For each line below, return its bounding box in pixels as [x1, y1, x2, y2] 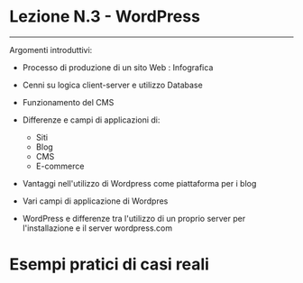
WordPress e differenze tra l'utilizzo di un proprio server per [22, 213, 246, 224]
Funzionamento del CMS [22, 96, 115, 107]
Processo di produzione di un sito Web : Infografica [22, 61, 214, 73]
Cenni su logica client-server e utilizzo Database [22, 79, 203, 90]
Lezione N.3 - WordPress [9, 6, 201, 27]
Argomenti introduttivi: [9, 44, 93, 55]
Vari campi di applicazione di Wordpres [22, 196, 169, 206]
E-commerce [35, 160, 85, 171]
